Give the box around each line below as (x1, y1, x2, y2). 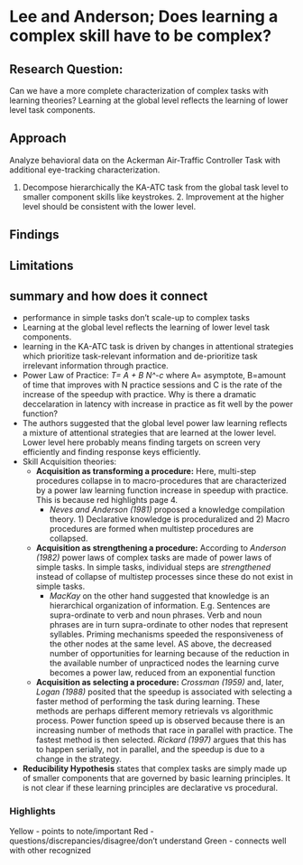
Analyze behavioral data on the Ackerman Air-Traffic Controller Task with (9, 154, 281, 165)
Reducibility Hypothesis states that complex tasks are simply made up (22, 763, 287, 774)
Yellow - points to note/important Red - (9, 825, 155, 836)
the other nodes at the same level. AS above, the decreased (49, 638, 272, 649)
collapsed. (49, 533, 88, 544)
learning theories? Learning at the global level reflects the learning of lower (9, 95, 289, 106)
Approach (9, 131, 67, 146)
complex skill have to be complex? (9, 25, 272, 46)
